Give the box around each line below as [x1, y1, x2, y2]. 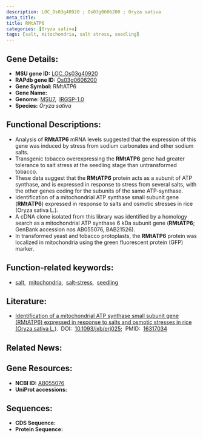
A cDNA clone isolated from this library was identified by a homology [15, 213, 188, 220]
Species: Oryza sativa [15, 102, 72, 109]
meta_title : [6, 15, 36, 21]
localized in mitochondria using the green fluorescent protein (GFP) [15, 239, 184, 246]
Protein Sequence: [15, 426, 64, 433]
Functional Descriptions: [6, 119, 101, 130]
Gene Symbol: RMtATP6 [15, 82, 77, 90]
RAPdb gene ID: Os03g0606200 [15, 76, 97, 84]
